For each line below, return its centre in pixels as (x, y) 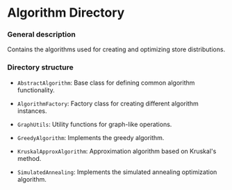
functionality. (36, 90)
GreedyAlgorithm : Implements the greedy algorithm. (91, 137)
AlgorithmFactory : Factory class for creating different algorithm (108, 103)
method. (29, 158)
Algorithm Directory (66, 13)
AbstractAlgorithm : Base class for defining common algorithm (106, 83)
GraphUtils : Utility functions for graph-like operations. (94, 124)
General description (42, 35)
